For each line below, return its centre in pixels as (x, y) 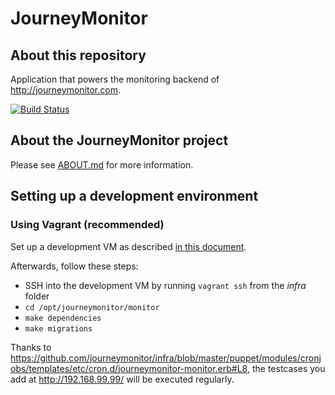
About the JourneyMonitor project (119, 140)
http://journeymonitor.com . (66, 90)
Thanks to (31, 347)
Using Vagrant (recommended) (87, 225)
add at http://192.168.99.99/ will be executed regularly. (122, 379)
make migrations (58, 328)
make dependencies (63, 318)
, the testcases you (286, 368)
